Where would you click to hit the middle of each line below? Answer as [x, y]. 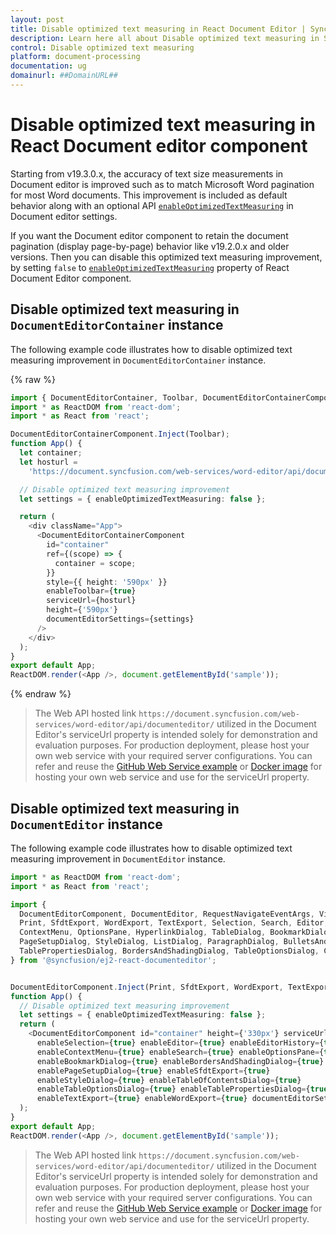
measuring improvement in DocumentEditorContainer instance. [138, 360]
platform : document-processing [75, 57]
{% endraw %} [41, 694]
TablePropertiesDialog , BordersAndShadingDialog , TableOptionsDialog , [169, 951]
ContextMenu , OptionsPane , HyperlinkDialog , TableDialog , [143, 932]
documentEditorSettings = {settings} [120, 619]
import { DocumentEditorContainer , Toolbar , [104, 397]
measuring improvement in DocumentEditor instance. [118, 858]
